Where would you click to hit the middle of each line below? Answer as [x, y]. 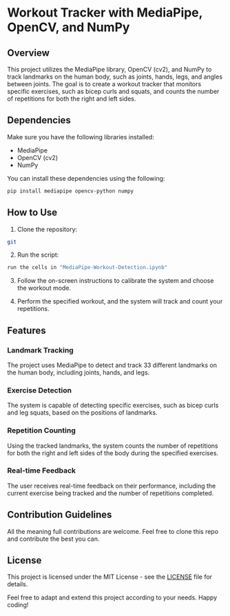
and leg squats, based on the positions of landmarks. [82, 413]
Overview [29, 53]
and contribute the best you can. [53, 539]
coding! [18, 605]
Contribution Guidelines [60, 515]
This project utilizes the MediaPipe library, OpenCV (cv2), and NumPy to [109, 69]
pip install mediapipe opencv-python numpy [71, 191]
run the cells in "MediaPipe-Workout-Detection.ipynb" [87, 268]
